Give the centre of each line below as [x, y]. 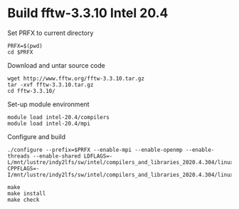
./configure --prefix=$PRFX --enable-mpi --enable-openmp [95, 150]
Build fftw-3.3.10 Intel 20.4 [88, 13]
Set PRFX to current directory [51, 33]
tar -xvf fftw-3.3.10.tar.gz [51, 85]
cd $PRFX [20, 52]
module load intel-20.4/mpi [49, 123]
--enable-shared [57, 156]
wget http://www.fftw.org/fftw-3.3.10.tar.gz [76, 78]
